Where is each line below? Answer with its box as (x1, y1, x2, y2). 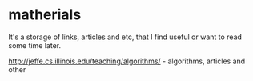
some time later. (8, 40, 62, 50)
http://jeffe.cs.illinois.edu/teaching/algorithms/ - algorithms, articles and (8, 56, 246, 66)
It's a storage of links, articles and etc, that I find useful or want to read (8, 32, 243, 42)
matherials (8, 6, 82, 24)
